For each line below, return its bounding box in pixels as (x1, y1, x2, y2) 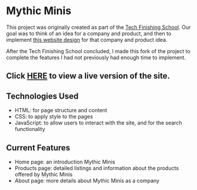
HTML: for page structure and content (14, 107, 107, 114)
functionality (14, 126, 45, 133)
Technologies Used (6, 91, 78, 101)
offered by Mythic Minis (14, 171, 73, 178)
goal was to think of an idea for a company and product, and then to (6, 30, 172, 37)
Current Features (6, 143, 71, 153)
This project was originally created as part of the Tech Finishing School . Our (6, 24, 191, 31)
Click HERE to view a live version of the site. (6, 71, 170, 81)
